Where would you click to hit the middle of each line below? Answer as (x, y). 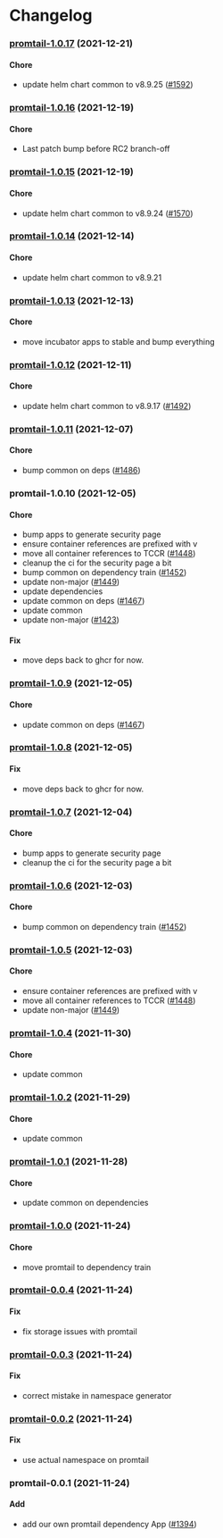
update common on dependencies (85, 1203)
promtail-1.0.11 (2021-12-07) (71, 429)
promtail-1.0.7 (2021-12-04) (71, 812)
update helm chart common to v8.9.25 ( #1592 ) (107, 85)
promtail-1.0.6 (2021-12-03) (71, 885)
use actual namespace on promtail (86, 1459)
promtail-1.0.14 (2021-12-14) (72, 236)
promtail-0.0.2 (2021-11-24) (71, 1418)
